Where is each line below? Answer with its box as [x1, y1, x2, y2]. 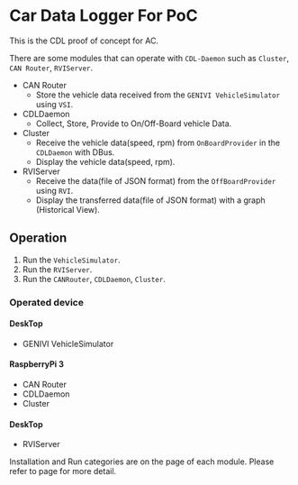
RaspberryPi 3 [9, 359, 65, 370]
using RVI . [35, 185, 74, 196]
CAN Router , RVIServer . [9, 62, 94, 73]
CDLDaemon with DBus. [35, 146, 115, 158]
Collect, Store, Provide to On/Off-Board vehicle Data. [35, 118, 232, 129]
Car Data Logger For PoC [9, 5, 198, 26]
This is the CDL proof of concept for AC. [9, 35, 159, 46]
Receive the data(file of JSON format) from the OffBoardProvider [35, 175, 276, 186]
